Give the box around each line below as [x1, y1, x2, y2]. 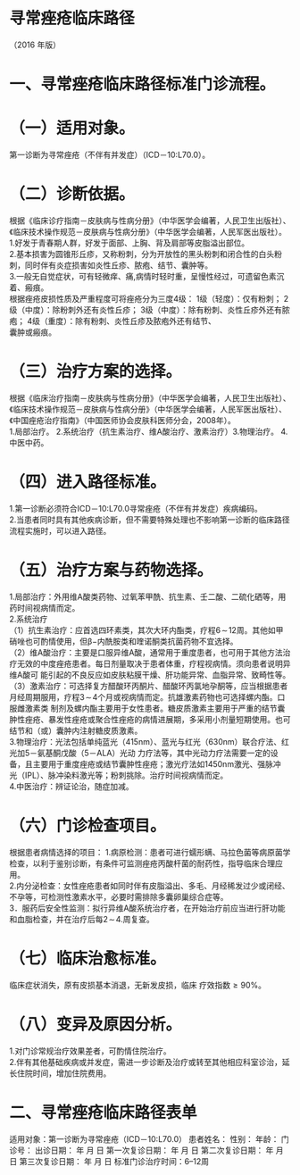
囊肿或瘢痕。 [9, 327, 56, 337]
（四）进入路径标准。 [9, 472, 167, 492]
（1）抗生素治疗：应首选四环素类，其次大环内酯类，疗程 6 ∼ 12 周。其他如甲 [9, 624, 284, 635]
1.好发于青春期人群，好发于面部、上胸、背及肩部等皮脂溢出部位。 [9, 237, 250, 248]
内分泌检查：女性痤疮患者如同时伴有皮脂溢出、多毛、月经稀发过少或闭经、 [16, 880, 290, 891]
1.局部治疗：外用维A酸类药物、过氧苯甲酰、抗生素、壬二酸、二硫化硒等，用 [9, 591, 287, 602]
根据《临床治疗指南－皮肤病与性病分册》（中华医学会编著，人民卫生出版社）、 [9, 392, 291, 403]
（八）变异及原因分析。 [9, 1014, 182, 1034]
